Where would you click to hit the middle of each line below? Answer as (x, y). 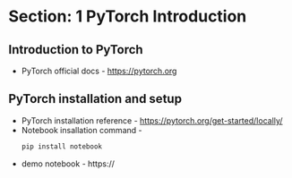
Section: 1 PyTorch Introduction (128, 17)
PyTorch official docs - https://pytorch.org (99, 71)
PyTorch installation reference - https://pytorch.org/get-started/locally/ (152, 120)
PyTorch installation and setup (95, 99)
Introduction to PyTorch (76, 50)
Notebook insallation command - (82, 130)
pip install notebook (61, 146)
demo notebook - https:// (68, 164)
